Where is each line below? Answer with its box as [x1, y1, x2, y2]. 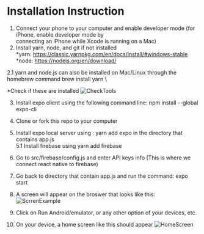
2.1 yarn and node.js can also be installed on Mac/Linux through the [7, 68, 177, 76]
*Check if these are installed [7, 87, 79, 94]
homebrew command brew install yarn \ [7, 75, 107, 82]
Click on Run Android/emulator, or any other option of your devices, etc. [15, 209, 197, 216]
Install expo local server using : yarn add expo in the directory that [15, 129, 183, 136]
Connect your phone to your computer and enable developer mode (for [15, 24, 195, 32]
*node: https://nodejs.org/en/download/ [15, 57, 117, 64]
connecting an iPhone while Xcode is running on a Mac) [15, 37, 156, 45]
